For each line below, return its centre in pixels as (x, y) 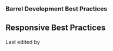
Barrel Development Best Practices (56, 9)
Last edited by (23, 42)
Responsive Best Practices (56, 28)
